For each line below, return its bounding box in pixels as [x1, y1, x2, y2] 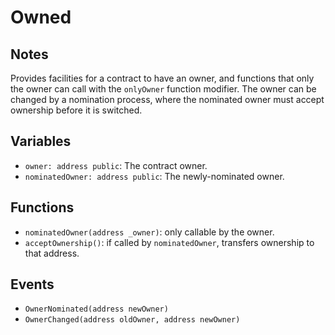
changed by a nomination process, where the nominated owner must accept [10, 94, 325, 105]
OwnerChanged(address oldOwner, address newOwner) [24, 315, 241, 325]
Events [10, 276, 55, 293]
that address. [24, 247, 80, 259]
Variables [10, 133, 72, 150]
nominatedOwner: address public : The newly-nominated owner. [24, 170, 285, 182]
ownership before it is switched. [10, 104, 143, 116]
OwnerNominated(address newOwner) [24, 304, 169, 315]
